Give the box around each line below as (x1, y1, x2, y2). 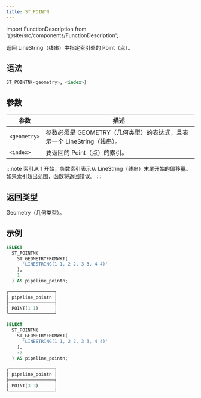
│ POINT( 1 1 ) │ (6, 305, 58, 312)
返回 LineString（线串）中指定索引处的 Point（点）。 (6, 44, 133, 51)
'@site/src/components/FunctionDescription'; (6, 31, 118, 39)
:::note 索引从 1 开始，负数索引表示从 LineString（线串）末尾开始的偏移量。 (6, 165, 191, 173)
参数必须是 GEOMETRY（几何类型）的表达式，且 (45, 128, 183, 137)
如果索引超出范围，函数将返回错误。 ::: (6, 173, 102, 180)
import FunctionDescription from (6, 25, 87, 32)
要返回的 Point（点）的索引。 (45, 149, 128, 157)
